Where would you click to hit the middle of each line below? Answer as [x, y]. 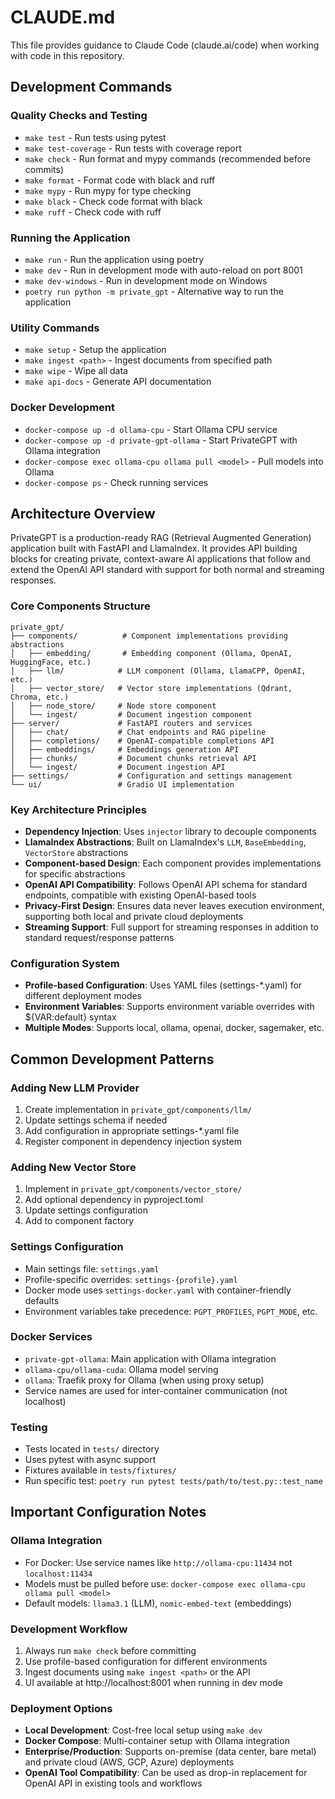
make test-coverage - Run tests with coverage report [133, 148]
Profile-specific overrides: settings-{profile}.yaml [131, 1279]
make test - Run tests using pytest [95, 137]
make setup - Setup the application [95, 350]
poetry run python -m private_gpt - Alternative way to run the [154, 291]
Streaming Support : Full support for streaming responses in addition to [171, 927]
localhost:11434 [58, 1574]
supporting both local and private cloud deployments [134, 916]
